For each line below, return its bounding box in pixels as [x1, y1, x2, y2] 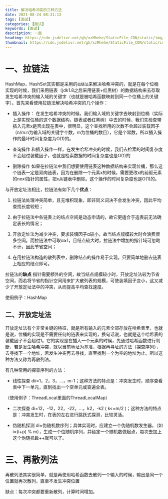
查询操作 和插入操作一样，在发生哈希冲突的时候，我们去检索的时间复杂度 [12, 146, 163, 152]
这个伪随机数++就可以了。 [12, 435, 67, 441]
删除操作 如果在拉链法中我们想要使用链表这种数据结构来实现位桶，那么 [12, 163, 158, 169]
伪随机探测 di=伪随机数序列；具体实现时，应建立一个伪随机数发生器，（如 [12, 422, 163, 428]
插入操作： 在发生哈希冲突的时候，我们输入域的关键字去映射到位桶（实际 [12, 110, 163, 116]
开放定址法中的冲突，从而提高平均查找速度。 [13, 283, 106, 289]
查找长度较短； [12, 203, 43, 209]
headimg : [5, 36, 23, 41]
